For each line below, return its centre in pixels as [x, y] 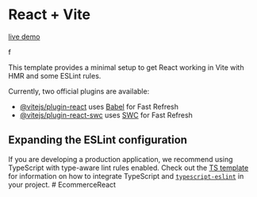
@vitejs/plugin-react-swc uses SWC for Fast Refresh [106, 115]
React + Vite [50, 15]
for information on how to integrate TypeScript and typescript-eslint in [126, 176]
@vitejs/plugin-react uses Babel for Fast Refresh [99, 106]
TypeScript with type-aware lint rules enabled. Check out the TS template [128, 168]
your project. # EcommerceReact [62, 184]
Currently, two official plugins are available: [79, 91]
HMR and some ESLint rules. [55, 75]
